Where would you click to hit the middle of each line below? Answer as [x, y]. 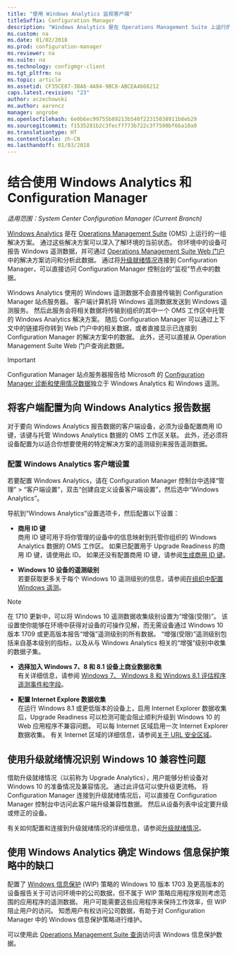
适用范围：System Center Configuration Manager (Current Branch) [105, 219]
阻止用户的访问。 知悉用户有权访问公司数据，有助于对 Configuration [106, 910]
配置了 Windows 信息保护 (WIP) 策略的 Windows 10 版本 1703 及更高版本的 [116, 884]
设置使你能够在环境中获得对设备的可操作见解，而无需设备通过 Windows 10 [115, 625]
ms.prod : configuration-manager [55, 47]
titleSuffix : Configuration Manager [61, 21]
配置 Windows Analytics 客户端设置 [68, 464]
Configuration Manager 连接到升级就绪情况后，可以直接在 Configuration [112, 795]
